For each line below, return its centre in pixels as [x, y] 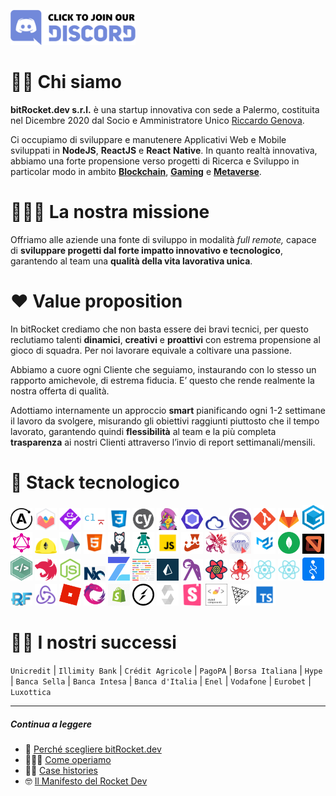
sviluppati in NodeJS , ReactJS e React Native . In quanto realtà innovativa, [164, 150]
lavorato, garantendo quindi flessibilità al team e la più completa [143, 431]
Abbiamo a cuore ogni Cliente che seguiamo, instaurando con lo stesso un [163, 369]
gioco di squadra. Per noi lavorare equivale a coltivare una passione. [151, 350]
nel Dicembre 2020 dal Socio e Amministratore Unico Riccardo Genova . [157, 120]
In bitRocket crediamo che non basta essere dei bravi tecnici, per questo [159, 329]
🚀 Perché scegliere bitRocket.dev [93, 749]
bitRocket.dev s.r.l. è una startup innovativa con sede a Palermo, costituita [165, 109]
